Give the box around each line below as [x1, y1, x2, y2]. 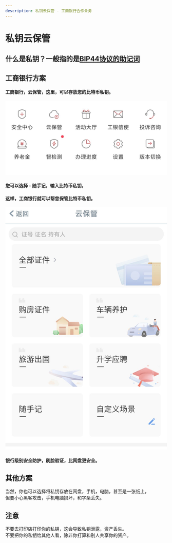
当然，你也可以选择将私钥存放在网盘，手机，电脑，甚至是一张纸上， [5, 488, 149, 495]
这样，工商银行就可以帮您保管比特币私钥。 [5, 195, 95, 201]
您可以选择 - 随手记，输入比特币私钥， [5, 183, 86, 189]
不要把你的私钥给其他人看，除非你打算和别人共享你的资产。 [5, 532, 131, 538]
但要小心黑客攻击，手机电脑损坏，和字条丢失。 [5, 495, 104, 501]
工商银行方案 [5, 73, 46, 82]
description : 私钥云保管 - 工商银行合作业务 [5, 8, 92, 13]
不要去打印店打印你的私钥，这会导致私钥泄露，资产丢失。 [5, 526, 127, 532]
